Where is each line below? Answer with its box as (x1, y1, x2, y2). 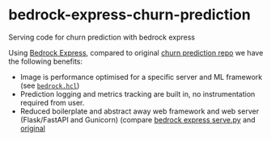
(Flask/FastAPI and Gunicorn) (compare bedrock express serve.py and (19, 114, 256, 124)
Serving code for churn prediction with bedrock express (8, 32, 196, 42)
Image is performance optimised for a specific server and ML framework (19, 72, 263, 81)
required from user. (19, 97, 85, 107)
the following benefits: (8, 56, 83, 66)
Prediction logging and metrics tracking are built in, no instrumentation (19, 89, 256, 98)
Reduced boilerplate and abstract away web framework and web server (19, 106, 260, 116)
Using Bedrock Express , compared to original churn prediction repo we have (8, 48, 264, 57)
